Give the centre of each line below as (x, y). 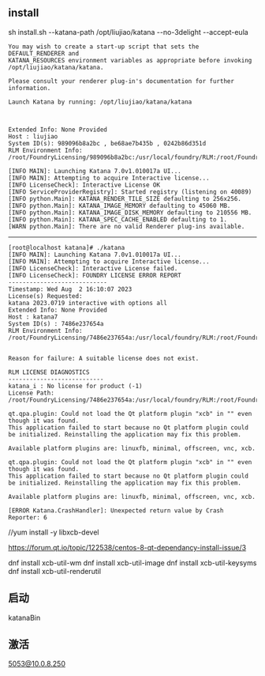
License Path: (32, 393)
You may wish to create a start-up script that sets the (104, 47)
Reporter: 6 (28, 517)
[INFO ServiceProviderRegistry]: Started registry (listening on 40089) (130, 192)
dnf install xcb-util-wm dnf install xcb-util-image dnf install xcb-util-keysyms (132, 563)
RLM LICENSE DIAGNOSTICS (49, 372)
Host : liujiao (33, 136)
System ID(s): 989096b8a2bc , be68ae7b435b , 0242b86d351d (107, 143)
